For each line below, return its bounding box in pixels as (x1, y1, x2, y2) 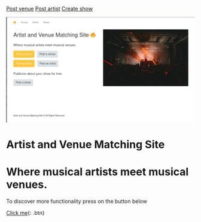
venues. (6, 178, 48, 191)
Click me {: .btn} (6, 209, 45, 217)
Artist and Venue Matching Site (6, 138, 165, 151)
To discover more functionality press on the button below (6, 197, 148, 205)
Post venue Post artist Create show (6, 5, 93, 12)
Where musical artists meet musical (6, 165, 189, 179)
